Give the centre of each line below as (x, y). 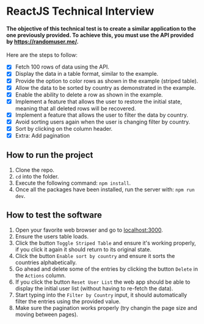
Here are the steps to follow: (42, 55)
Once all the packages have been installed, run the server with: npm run (105, 189)
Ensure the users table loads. (52, 236)
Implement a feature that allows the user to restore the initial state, (98, 101)
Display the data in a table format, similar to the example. (87, 74)
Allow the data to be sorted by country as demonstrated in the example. (105, 87)
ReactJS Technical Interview (80, 11)
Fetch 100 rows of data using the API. (62, 67)
